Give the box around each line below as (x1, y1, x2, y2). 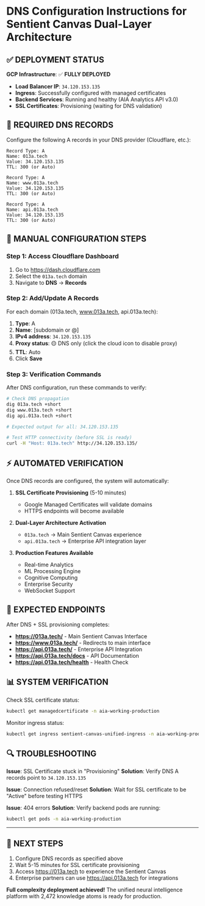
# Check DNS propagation (6, 396, 70, 402)
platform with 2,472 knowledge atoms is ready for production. (6, 892, 162, 900)
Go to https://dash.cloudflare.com (15, 266, 101, 273)
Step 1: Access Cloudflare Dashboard (6, 252, 119, 260)
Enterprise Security (24, 580, 73, 588)
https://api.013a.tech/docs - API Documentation (15, 652, 139, 659)
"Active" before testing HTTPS (6, 793, 83, 800)
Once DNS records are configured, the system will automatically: (6, 477, 169, 485)
